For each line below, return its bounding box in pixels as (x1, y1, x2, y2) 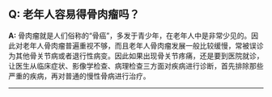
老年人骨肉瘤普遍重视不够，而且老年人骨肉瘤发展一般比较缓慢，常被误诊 (22, 40, 264, 50)
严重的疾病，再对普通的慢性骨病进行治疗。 (8, 71, 151, 81)
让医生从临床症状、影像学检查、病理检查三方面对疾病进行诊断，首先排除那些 (8, 61, 264, 70)
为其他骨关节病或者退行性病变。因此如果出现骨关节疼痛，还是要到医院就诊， (8, 51, 264, 61)
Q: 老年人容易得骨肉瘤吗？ (8, 7, 140, 22)
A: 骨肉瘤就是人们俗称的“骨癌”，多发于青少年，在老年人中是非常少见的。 (8, 31, 252, 40)
